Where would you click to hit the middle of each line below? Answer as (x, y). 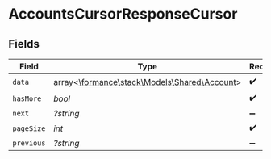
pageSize (29, 128)
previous (29, 143)
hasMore (27, 98)
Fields (24, 44)
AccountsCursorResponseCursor (123, 14)
